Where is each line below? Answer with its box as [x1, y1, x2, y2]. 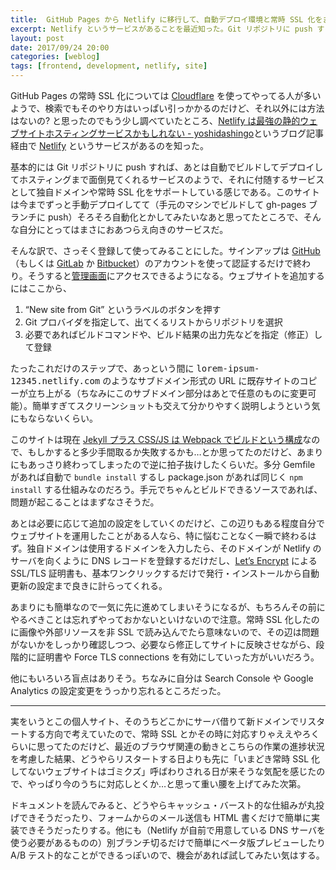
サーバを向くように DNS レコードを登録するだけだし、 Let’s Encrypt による [10, 555, 318, 566]
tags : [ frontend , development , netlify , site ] [10, 61, 208, 71]
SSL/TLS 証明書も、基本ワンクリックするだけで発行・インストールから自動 [10, 567, 320, 579]
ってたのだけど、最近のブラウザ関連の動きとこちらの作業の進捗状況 [44, 741, 325, 752]
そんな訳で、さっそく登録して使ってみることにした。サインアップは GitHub [10, 245, 321, 256]
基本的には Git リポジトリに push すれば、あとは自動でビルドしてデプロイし [10, 161, 324, 173]
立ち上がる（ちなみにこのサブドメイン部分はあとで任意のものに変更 [27, 387, 308, 399]
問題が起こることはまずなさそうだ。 [10, 496, 160, 508]
